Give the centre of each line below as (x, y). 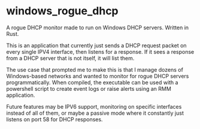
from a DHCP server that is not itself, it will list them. (70, 58)
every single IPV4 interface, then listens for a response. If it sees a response (100, 51)
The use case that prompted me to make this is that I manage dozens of (95, 69)
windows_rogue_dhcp (62, 11)
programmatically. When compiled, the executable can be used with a (92, 82)
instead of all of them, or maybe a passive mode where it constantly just (95, 113)
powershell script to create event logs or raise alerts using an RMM (89, 88)
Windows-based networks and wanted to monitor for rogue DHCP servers (98, 76)
